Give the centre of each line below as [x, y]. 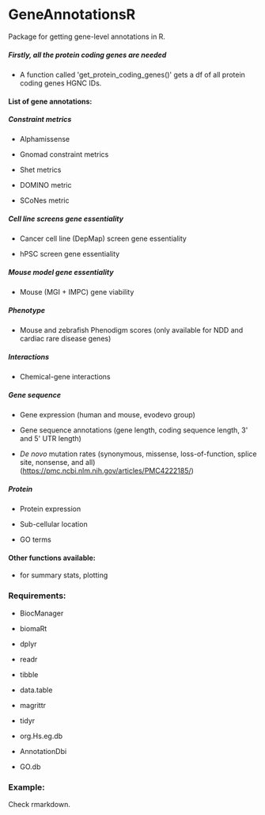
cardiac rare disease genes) [65, 339]
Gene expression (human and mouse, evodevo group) [107, 415]
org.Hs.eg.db [41, 736]
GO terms [35, 539]
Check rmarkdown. [40, 805]
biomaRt [33, 628]
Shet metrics [40, 170]
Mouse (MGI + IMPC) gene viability [77, 292]
